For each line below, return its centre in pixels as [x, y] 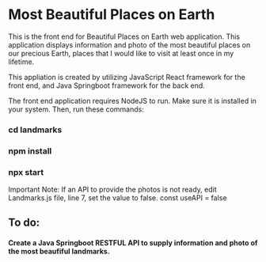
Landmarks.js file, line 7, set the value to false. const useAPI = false [118, 198]
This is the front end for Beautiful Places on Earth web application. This [124, 36]
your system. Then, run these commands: [76, 109]
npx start [26, 172]
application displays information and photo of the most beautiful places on [129, 44]
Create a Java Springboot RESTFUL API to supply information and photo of [133, 243]
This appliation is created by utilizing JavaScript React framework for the [127, 77]
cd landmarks [35, 130]
